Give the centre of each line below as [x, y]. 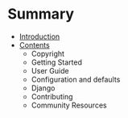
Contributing [52, 96]
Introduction [39, 36]
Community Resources [69, 105]
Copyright [48, 53]
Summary [41, 14]
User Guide [50, 70]
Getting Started [56, 62]
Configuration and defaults [76, 79]
